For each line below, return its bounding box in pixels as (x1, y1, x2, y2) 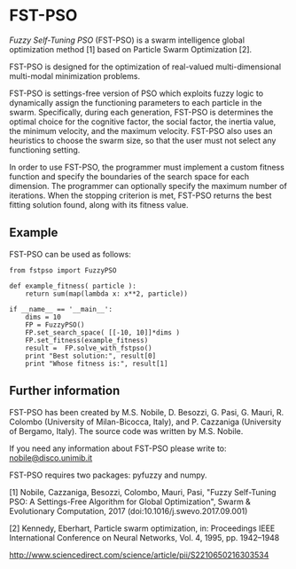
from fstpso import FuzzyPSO (9, 265, 117, 275)
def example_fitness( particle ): (9, 281, 137, 290)
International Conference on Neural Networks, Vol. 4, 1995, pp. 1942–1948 (9, 532, 280, 542)
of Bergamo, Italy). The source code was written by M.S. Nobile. (9, 425, 244, 436)
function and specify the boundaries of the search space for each (9, 170, 250, 182)
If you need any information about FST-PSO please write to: (9, 443, 228, 454)
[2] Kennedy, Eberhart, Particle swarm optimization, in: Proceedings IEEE (9, 523, 276, 533)
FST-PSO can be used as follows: (9, 249, 131, 259)
